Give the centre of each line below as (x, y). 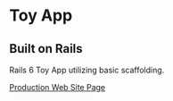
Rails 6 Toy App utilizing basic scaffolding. (87, 70)
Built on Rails (46, 49)
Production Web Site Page (58, 87)
